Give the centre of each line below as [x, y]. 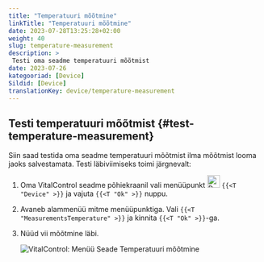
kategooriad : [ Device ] [46, 76]
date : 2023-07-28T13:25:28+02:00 [65, 31]
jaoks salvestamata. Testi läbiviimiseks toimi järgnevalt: [100, 164]
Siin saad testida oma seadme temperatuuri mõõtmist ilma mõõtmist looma [132, 156]
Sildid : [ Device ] [38, 83]
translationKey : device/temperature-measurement [92, 91]
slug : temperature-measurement [61, 46]
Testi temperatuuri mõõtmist [82, 123]
